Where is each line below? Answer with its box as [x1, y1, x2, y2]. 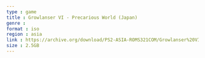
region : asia [6, 31, 43, 37]
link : [6, 37, 23, 43]
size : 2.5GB [6, 43, 40, 49]
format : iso [6, 25, 40, 32]
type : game [6, 8, 37, 15]
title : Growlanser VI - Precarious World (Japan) [6, 14, 138, 21]
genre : [6, 20, 26, 26]
